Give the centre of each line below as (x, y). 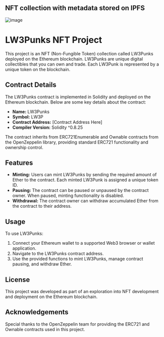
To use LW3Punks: (24, 233)
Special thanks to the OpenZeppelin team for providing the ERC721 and (77, 324)
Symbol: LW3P (28, 117)
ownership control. (24, 147)
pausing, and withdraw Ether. (42, 264)
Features (19, 163)
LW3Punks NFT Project (54, 40)
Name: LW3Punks (31, 112)
